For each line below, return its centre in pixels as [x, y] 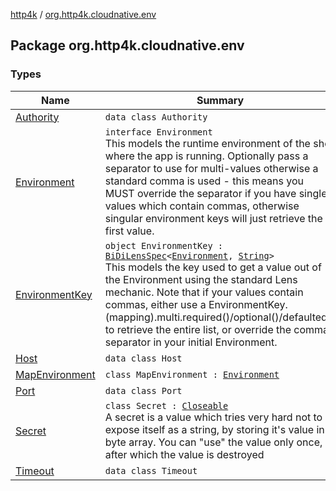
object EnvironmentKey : [164, 245]
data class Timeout [151, 470]
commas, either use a [155, 304]
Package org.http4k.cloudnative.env [127, 45]
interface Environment [158, 132]
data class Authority [156, 117]
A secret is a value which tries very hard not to [213, 417]
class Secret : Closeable [166, 405]
